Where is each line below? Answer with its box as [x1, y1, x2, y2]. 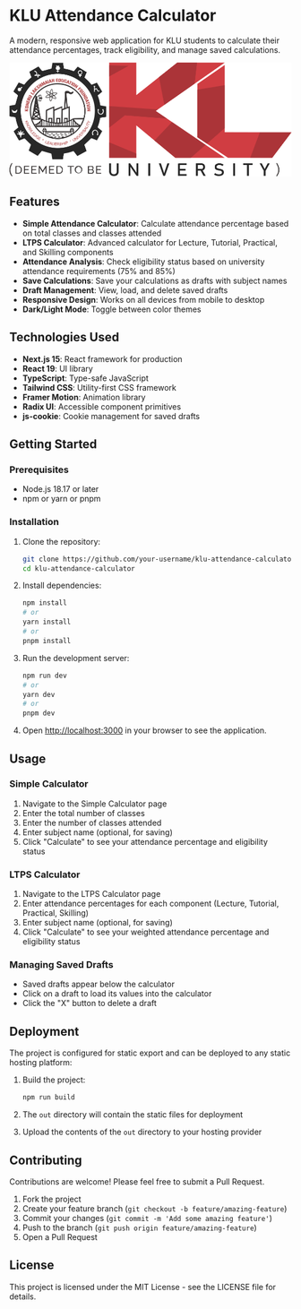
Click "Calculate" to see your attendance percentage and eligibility [21, 836, 269, 847]
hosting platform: [9, 1057, 73, 1068]
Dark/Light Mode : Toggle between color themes [21, 304, 202, 314]
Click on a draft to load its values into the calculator [21, 988, 212, 999]
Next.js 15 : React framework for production [21, 353, 183, 364]
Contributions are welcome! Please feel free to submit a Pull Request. [9, 1176, 265, 1187]
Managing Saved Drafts [9, 959, 114, 971]
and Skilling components [21, 246, 114, 257]
